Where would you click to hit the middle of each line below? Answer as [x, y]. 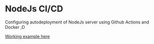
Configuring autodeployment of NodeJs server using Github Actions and [77, 22]
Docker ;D [15, 27]
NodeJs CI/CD [34, 9]
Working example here [28, 36]
